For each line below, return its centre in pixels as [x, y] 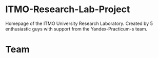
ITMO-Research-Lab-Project [68, 9]
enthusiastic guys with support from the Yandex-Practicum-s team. [76, 28]
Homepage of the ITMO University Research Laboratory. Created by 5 [79, 23]
